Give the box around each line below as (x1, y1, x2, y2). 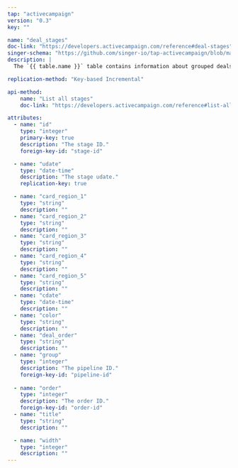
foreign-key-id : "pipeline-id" (20, 371, 113, 379)
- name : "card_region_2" (13, 212, 87, 220)
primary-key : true (20, 134, 74, 141)
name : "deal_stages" (7, 36, 69, 43)
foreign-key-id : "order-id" (20, 404, 103, 412)
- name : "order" (13, 384, 62, 391)
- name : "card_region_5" (13, 272, 87, 279)
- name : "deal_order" (13, 332, 78, 339)
